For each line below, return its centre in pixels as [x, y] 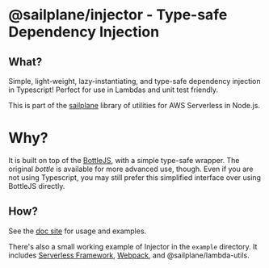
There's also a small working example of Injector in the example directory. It [133, 246]
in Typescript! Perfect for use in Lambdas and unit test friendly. [113, 90]
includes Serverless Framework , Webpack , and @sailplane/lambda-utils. [129, 255]
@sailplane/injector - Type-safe [118, 15]
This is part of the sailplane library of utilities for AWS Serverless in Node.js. [134, 105]
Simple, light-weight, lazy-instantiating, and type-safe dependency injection [134, 81]
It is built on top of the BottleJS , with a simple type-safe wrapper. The [124, 160]
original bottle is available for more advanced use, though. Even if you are [131, 169]
